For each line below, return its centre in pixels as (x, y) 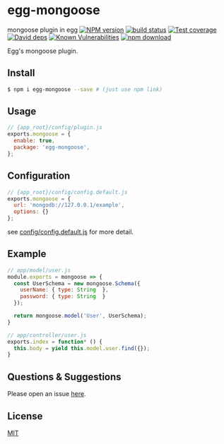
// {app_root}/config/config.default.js (68, 192)
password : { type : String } (63, 296)
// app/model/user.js (39, 270)
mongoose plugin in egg (43, 30)
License (25, 416)
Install (21, 73)
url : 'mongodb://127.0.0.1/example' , (69, 205)
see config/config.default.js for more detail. (71, 232)
